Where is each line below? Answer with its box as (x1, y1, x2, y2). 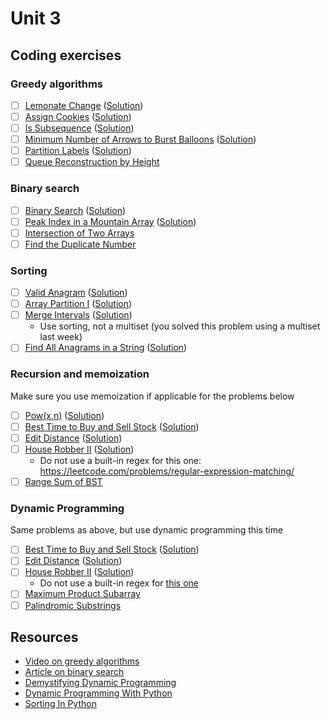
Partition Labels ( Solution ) (24, 145, 132, 157)
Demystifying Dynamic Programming (24, 677, 177, 689)
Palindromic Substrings (24, 599, 122, 611)
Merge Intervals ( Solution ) (24, 309, 133, 321)
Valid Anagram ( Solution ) (24, 287, 128, 299)
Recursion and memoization (10, 367, 150, 381)
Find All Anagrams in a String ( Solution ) (24, 342, 188, 354)
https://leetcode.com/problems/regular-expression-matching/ (39, 465, 295, 477)
